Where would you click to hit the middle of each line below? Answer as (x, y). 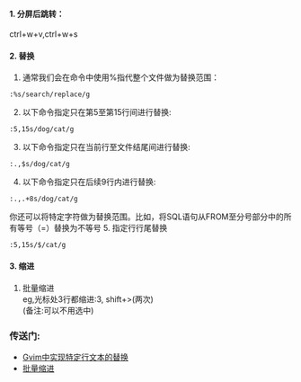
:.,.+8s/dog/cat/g (44, 199)
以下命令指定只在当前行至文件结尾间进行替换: (106, 147)
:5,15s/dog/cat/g (42, 129)
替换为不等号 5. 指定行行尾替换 (111, 228)
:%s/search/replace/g (50, 94)
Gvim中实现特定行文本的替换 (75, 357)
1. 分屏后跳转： (37, 13)
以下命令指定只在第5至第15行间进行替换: (97, 112)
